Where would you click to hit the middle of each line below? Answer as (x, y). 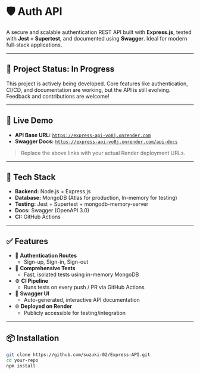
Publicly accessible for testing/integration (75, 313)
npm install (21, 366)
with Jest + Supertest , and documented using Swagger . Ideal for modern (97, 38)
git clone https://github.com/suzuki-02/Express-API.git (78, 355)
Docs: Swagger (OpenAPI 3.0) (52, 211)
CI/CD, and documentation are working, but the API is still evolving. (88, 89)
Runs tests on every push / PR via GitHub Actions (84, 288)
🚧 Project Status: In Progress (60, 69)
